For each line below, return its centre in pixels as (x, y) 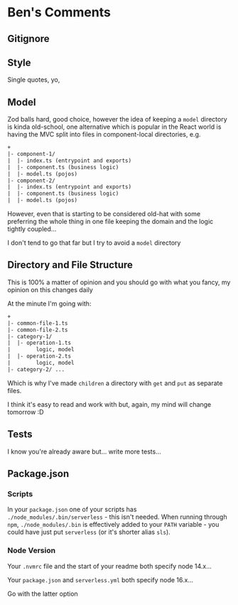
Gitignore (28, 39)
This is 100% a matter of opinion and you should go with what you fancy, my (119, 282)
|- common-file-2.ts (38, 330)
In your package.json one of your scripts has (72, 510)
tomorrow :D (26, 412)
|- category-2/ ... (36, 369)
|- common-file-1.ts (38, 323)
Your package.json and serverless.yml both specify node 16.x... (101, 579)
